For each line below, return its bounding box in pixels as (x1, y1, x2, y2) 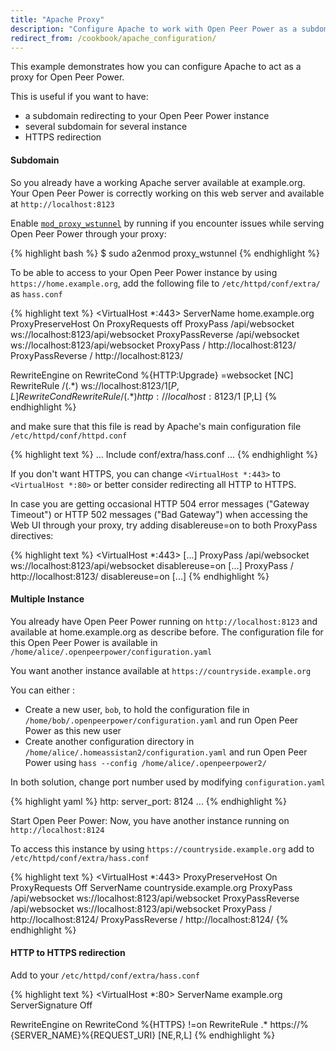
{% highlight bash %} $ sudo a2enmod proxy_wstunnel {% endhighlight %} (10, 247, 320, 259)
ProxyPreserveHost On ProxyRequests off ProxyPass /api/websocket (10, 317, 295, 330)
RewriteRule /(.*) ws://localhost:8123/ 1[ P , (10, 379, 180, 391)
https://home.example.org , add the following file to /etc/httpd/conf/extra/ (10, 277, 321, 289)
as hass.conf (10, 287, 63, 300)
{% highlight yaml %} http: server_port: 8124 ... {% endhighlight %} (10, 795, 287, 807)
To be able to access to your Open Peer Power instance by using (10, 266, 278, 278)
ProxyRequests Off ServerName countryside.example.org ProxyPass (10, 881, 293, 893)
